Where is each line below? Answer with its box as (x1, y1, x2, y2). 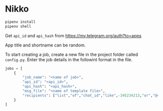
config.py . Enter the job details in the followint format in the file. (5, 57, 132, 63)
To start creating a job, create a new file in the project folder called (5, 51, 138, 57)
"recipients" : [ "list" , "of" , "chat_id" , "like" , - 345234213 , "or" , (22, 93, 153, 98)
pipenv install (5, 19, 36, 24)
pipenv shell (5, 24, 32, 29)
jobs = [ (5, 66, 23, 71)
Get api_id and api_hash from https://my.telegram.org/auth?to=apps (5, 32, 142, 38)
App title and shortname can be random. (5, 42, 86, 48)
